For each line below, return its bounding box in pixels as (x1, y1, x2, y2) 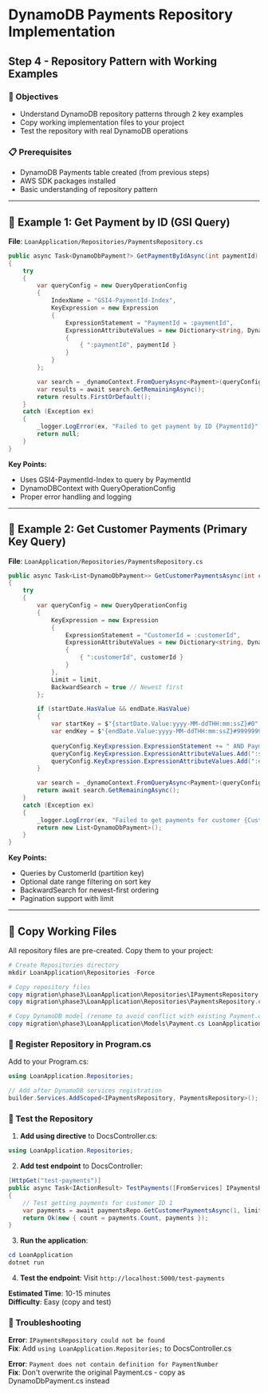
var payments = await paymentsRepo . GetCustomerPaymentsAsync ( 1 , (22, 1206, 241, 1215)
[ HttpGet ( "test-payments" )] (8, 1177, 102, 1185)
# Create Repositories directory (8, 961, 120, 969)
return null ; (37, 430, 81, 438)
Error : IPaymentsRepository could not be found (8, 1335, 165, 1345)
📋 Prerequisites (8, 146, 72, 158)
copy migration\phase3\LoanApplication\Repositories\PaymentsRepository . (8, 998, 259, 1006)
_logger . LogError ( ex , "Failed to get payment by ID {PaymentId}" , (37, 422, 262, 431)
